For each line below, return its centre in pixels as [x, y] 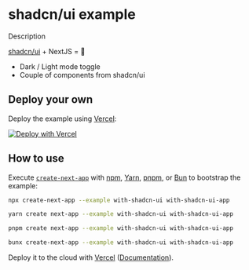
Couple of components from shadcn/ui [82, 75]
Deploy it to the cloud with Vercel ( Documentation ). [91, 257]
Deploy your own [50, 100]
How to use [36, 159]
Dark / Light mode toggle [60, 66]
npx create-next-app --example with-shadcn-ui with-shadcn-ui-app [119, 200]
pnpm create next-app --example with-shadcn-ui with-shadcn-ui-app [121, 228]
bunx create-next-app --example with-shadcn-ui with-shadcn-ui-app [121, 243]
